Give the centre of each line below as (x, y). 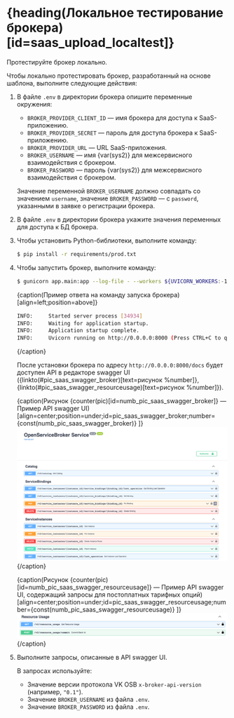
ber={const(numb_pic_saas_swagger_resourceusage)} (96, 610)
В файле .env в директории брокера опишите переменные (104, 97)
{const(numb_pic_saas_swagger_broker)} (77, 424)
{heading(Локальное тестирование (115, 13)
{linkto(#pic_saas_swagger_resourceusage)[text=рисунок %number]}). (120, 388)
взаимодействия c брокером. (71, 162)
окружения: (34, 104)
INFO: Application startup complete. (78, 331)
